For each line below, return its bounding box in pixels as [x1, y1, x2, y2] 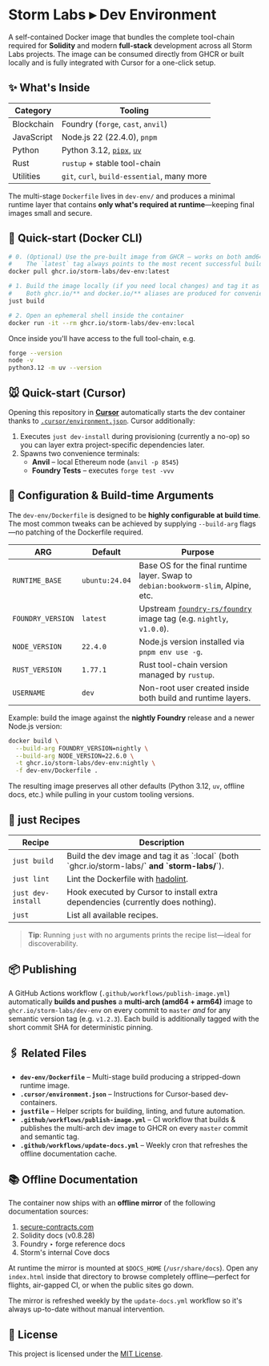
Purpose [181, 546, 215, 557]
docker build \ [8, 737, 59, 745]
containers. [19, 1097, 58, 1107]
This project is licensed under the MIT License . [8, 1349, 163, 1359]
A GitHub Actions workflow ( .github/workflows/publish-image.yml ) [8, 988, 231, 998]
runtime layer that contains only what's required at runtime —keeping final [8, 199, 255, 209]
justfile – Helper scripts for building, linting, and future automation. [19, 1106, 246, 1116]
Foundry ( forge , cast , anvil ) [61, 118, 168, 129]
